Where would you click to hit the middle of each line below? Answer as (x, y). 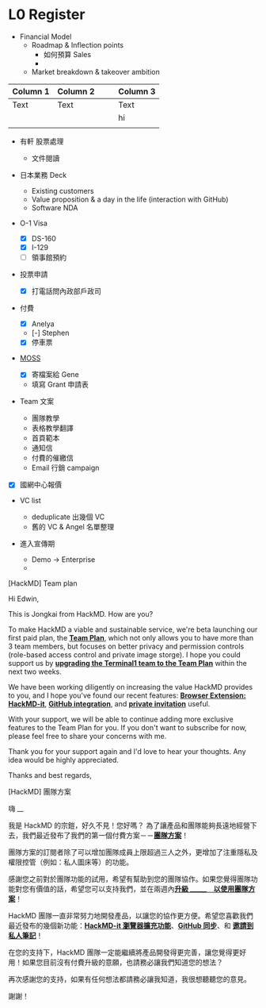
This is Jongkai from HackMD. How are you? (81, 614)
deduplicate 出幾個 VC (68, 517)
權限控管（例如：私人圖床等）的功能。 (70, 862)
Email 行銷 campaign (65, 468)
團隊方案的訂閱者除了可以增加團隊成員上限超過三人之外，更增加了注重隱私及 (133, 852)
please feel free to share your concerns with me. (87, 737)
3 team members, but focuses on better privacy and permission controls (126, 646)
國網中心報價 (40, 485)
